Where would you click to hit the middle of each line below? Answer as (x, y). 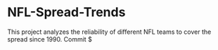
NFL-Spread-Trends (66, 12)
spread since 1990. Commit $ (50, 39)
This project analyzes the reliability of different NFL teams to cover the (109, 32)
